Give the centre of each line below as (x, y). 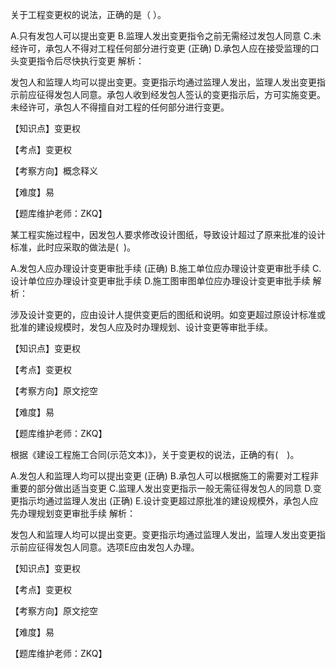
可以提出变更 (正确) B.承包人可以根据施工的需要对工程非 (203, 476)
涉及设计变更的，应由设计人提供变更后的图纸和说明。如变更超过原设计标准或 (168, 314)
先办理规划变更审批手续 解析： (73, 513)
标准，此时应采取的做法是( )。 (73, 247)
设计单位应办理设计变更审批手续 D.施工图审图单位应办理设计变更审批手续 (160, 281)
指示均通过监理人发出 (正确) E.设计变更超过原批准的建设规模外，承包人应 (168, 501)
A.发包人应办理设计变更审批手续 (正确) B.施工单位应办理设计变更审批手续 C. (166, 268)
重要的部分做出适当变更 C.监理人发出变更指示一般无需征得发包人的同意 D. (161, 488)
